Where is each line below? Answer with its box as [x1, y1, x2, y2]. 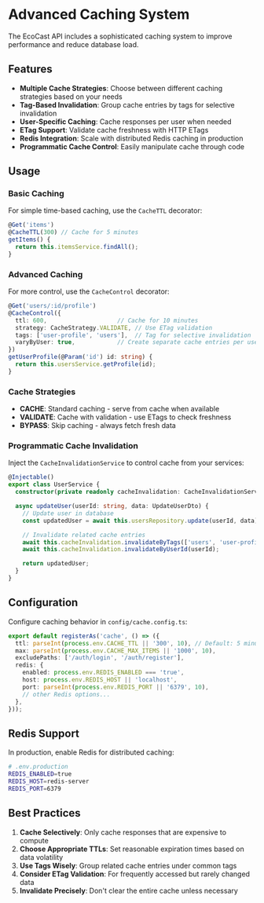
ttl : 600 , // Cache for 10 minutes [15, 316, 199, 324]
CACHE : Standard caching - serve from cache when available [19, 404, 220, 414]
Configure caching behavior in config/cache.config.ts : [8, 616, 188, 626]
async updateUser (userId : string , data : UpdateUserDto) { [15, 503, 210, 510]
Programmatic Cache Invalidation [8, 441, 139, 451]
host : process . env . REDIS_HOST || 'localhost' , [22, 676, 178, 684]
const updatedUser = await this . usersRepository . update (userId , [22, 517, 237, 525]
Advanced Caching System [8, 5, 190, 24]
